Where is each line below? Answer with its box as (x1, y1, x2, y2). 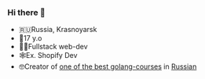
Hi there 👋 (7, 7, 46, 18)
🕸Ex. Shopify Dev (18, 51, 78, 60)
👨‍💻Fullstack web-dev (18, 42, 88, 52)
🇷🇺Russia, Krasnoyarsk (18, 25, 97, 34)
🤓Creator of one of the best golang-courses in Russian (18, 62, 197, 71)
